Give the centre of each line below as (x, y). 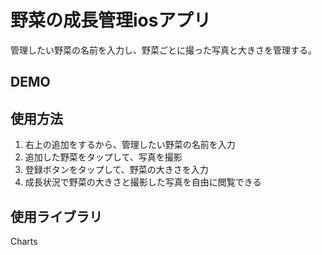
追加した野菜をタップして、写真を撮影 (103, 157)
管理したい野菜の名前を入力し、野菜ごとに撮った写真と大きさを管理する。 (163, 50)
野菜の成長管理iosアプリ (111, 20)
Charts (24, 241)
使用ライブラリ (56, 216)
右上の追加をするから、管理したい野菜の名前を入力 (130, 145)
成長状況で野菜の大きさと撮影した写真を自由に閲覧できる (143, 182)
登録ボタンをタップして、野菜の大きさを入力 (116, 170)
